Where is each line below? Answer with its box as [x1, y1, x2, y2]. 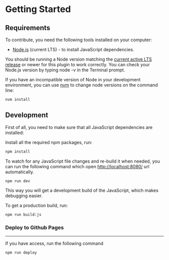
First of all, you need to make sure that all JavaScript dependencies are [5, 124, 153, 130]
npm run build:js [5, 212, 42, 217]
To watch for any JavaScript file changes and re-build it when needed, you [5, 158, 160, 164]
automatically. [5, 169, 34, 175]
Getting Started [5, 4, 71, 15]
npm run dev [5, 178, 30, 184]
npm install [5, 149, 30, 154]
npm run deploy [5, 250, 37, 255]
